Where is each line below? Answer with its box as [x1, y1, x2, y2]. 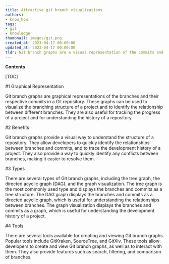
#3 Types [5, 165, 25, 171]
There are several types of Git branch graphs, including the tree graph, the [5, 175, 160, 181]
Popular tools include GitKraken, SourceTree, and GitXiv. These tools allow [5, 238, 160, 244]
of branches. [5, 254, 32, 260]
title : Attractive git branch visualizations [5, 7, 102, 13]
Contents [5, 64, 25, 70]
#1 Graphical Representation [5, 83, 64, 89]
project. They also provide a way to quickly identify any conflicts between [5, 150, 159, 156]
